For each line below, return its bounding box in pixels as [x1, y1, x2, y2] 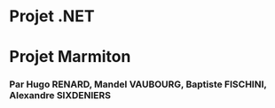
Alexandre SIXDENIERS [9, 89, 111, 102]
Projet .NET [9, 6, 95, 27]
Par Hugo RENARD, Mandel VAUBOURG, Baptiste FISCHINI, [9, 78, 267, 90]
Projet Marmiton [9, 47, 131, 67]
